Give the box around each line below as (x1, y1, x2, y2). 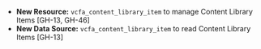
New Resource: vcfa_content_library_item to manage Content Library (15, 7, 254, 16)
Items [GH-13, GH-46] (15, 15, 91, 25)
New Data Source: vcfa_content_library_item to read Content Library (15, 24, 251, 33)
